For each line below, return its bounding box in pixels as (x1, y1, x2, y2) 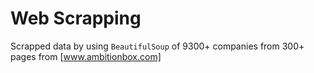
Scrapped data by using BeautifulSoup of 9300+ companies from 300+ (10, 40, 305, 52)
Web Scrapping (10, 7, 142, 30)
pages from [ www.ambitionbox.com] (10, 50, 162, 62)
